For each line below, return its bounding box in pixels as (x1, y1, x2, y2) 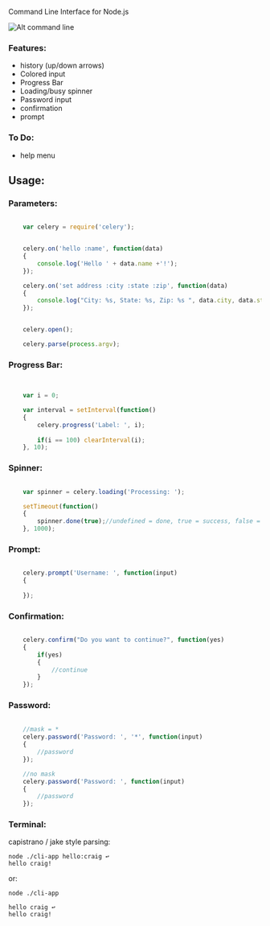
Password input (19, 95, 72, 105)
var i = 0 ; (22, 392, 59, 400)
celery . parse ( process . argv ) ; (22, 340, 121, 348)
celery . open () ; (22, 326, 74, 334)
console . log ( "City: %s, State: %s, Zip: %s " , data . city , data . (37, 297, 257, 305)
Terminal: (8, 819, 47, 830)
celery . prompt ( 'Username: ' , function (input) (22, 569, 178, 578)
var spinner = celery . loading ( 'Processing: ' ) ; (22, 488, 185, 496)
